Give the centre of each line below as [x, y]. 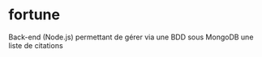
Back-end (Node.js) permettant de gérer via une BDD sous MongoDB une [131, 37]
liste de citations [36, 45]
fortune [34, 15]
